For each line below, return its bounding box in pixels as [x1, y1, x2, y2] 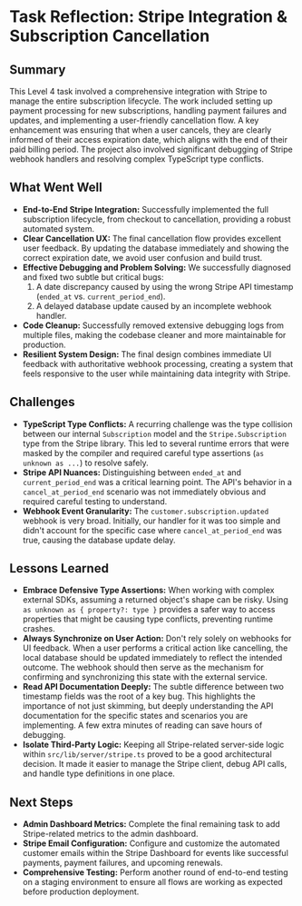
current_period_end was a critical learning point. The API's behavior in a [22, 476, 293, 487]
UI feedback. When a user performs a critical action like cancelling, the [22, 642, 288, 653]
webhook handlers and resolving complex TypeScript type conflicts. [9, 154, 265, 164]
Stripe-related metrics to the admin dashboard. [22, 829, 199, 840]
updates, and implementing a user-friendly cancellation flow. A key [9, 115, 259, 125]
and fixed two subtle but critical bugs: [22, 271, 164, 283]
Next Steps [9, 794, 73, 810]
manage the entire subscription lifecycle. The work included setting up [9, 95, 274, 106]
